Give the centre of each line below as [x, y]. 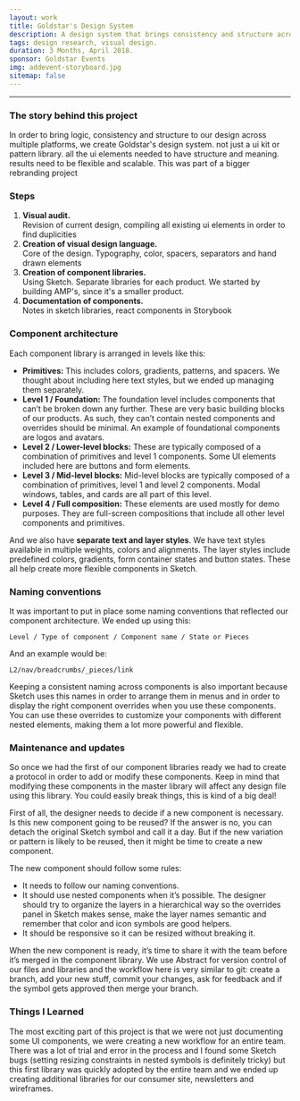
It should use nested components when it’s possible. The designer [144, 895]
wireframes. [31, 1088]
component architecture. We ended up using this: [100, 620]
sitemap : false [37, 76]
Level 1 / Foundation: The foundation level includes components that [149, 399]
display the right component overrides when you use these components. [143, 705]
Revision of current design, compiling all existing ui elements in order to [154, 225]
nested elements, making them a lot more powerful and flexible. [126, 724]
